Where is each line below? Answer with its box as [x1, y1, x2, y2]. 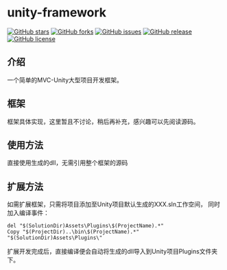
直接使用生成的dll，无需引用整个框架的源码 [7, 159, 128, 167]
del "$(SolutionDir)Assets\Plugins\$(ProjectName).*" [7, 223, 165, 230]
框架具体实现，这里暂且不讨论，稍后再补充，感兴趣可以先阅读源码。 [7, 117, 200, 125]
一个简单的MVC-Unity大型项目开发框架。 [7, 75, 123, 84]
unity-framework [7, 5, 107, 21]
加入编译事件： [7, 209, 49, 217]
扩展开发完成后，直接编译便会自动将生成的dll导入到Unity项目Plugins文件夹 [7, 247, 218, 256]
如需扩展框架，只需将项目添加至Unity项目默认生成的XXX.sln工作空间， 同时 [7, 200, 221, 208]
